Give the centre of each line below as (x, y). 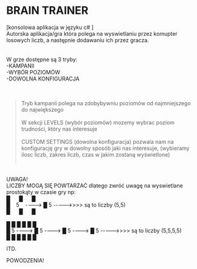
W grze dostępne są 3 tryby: (42, 59)
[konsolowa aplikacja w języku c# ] (50, 27)
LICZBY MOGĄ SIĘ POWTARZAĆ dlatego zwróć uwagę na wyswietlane (95, 186)
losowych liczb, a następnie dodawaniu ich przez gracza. (78, 40)
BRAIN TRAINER (48, 11)
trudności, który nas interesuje (59, 129)
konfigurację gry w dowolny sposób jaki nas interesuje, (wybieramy (105, 148)
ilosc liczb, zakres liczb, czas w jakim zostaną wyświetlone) (95, 154)
